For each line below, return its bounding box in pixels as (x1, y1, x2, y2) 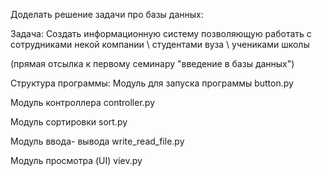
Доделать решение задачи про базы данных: (10, 9, 204, 20)
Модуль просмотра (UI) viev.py (10, 155, 143, 166)
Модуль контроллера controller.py (10, 97, 155, 108)
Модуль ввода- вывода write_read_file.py (10, 135, 185, 147)
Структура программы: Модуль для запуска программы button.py (10, 77, 294, 89)
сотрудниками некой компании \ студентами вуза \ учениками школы (10, 39, 310, 50)
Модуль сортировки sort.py (10, 116, 128, 128)
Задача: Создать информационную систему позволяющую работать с (10, 28, 312, 39)
